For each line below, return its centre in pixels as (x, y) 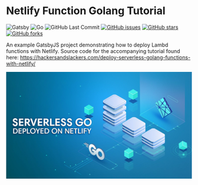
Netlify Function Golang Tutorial (86, 11)
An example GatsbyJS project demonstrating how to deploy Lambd (87, 45)
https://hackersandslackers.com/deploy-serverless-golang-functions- (105, 57)
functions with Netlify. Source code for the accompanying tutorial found (93, 51)
